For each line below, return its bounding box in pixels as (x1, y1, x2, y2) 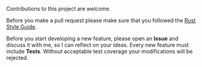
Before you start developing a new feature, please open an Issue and (6, 35, 179, 42)
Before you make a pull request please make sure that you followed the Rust (6, 17, 196, 24)
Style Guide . (6, 24, 37, 30)
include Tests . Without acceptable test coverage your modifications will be (6, 48, 193, 55)
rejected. (6, 54, 28, 61)
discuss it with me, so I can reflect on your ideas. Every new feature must (6, 42, 189, 48)
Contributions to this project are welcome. (6, 5, 111, 12)
